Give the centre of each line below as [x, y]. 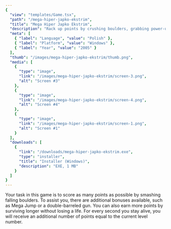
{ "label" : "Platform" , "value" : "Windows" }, [65, 43]
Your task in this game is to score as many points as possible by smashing [83, 195]
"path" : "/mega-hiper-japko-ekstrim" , [51, 19]
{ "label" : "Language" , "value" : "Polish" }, [64, 39]
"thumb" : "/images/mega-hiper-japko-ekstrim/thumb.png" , [72, 57]
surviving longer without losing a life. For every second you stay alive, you [83, 211]
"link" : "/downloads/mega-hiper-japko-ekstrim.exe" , [76, 152]
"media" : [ [21, 62]
